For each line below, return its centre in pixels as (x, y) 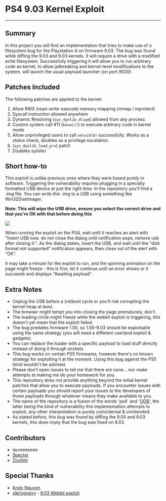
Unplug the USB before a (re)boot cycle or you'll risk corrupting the (81, 301)
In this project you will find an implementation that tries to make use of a (78, 45)
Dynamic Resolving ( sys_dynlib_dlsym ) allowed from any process (79, 119)
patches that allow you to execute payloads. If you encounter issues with (86, 386)
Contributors (25, 438)
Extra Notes (23, 290)
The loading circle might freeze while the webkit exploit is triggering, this (86, 317)
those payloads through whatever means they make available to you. (82, 396)
